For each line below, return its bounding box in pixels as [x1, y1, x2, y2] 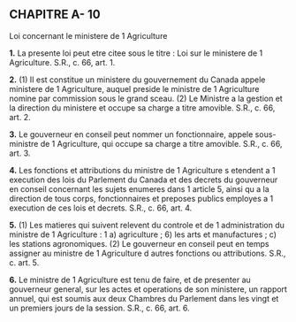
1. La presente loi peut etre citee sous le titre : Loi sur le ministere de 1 [9, 48, 263, 58]
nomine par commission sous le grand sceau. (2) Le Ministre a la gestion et [9, 93, 283, 103]
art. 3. [9, 148, 31, 158]
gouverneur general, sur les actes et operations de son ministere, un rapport [9, 283, 287, 295]
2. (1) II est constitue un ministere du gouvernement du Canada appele [9, 74, 266, 85]
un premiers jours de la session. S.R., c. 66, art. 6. [9, 303, 190, 313]
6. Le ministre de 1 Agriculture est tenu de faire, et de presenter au [9, 274, 252, 285]
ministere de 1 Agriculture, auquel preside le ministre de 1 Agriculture [9, 83, 260, 94]
